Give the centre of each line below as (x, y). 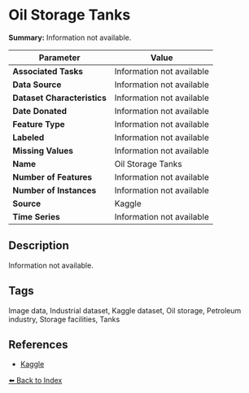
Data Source (37, 85)
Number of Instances (55, 190)
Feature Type (39, 124)
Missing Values (43, 151)
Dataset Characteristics (60, 98)
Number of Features (52, 177)
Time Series (36, 216)
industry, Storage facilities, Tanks (64, 319)
